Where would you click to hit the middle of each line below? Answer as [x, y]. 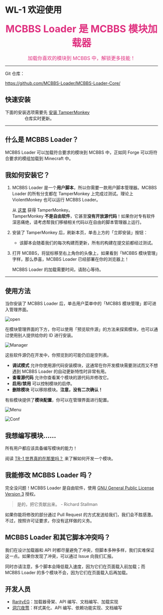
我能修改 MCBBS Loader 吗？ [49, 475]
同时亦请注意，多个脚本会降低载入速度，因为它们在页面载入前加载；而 [75, 566]
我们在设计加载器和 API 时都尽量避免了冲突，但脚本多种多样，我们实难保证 [80, 550]
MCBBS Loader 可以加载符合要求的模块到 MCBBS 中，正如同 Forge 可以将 [79, 152]
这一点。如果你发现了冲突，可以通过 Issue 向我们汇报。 [60, 556]
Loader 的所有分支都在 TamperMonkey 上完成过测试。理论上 [73, 194]
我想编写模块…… [31, 436]
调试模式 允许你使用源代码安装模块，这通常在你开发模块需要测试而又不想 [85, 366]
